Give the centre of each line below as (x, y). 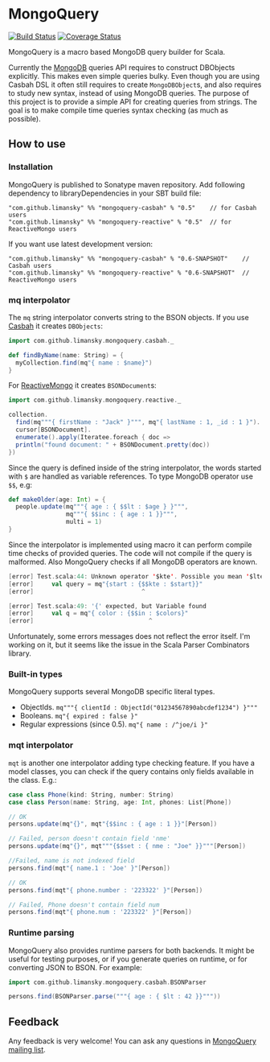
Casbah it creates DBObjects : (55, 326)
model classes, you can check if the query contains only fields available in (131, 771)
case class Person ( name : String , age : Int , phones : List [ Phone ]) (120, 802)
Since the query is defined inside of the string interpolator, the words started (135, 467)
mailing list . (27, 1050)
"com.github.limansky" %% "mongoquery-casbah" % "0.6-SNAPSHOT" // (129, 258)
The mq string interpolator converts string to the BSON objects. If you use (129, 317)
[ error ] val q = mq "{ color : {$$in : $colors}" (98, 613)
